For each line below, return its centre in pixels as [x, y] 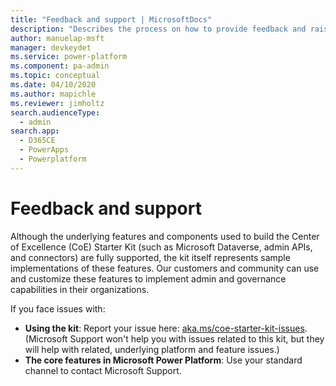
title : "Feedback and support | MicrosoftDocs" [111, 19]
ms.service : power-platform [69, 57]
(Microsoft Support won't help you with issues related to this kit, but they [174, 338]
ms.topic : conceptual [55, 76]
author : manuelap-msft [57, 38]
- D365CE [37, 141]
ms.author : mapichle [53, 94]
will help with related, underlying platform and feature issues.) [152, 349]
